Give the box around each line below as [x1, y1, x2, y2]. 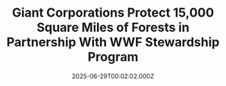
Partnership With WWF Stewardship [6, 35, 220, 50]
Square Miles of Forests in [36, 19, 190, 35]
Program [87, 49, 139, 65]
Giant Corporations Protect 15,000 [12, 5, 214, 21]
